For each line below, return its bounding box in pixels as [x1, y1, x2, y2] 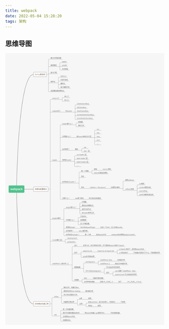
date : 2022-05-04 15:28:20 [5, 13, 62, 19]
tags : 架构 [5, 19, 27, 24]
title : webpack [5, 8, 37, 13]
